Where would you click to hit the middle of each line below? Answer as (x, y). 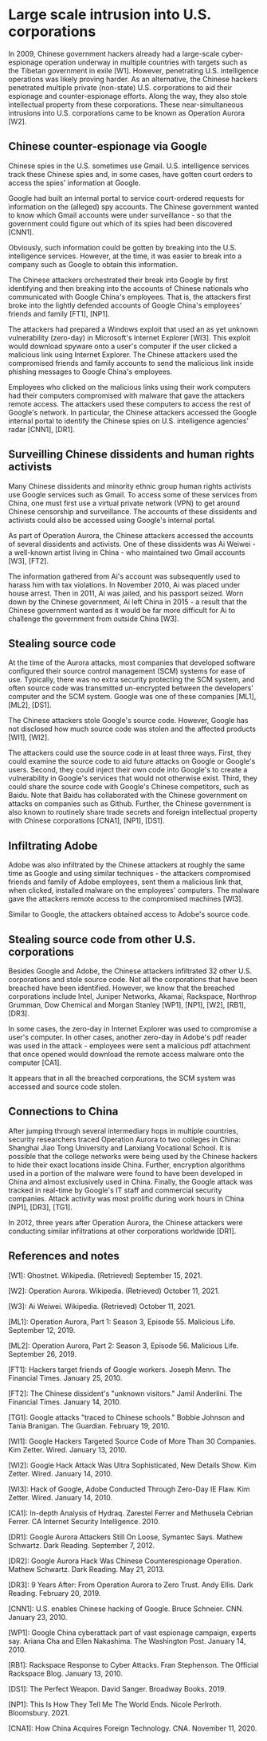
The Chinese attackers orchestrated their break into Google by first (118, 280)
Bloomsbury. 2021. (39, 1712)
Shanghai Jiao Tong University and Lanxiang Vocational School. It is (120, 1148)
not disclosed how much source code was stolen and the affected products (132, 729)
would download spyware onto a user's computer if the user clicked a (123, 346)
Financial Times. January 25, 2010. (65, 1377)
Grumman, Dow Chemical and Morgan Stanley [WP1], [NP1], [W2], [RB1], (127, 1005)
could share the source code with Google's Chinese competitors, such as (129, 787)
